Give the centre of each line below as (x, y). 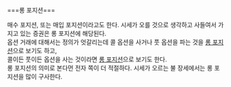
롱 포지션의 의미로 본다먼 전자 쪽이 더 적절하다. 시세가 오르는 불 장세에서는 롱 (110, 68)
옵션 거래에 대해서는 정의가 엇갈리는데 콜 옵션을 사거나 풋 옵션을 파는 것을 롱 (109, 42)
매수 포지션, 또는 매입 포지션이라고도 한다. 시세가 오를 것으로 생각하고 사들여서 (112, 25)
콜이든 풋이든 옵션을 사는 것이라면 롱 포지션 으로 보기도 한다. (87, 59)
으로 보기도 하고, (35, 51)
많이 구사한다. (44, 77)
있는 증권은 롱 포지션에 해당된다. (63, 33)
